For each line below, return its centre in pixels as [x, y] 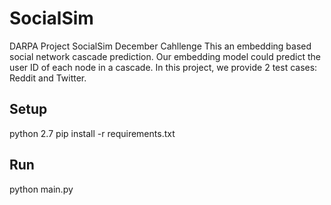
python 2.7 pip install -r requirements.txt [92, 133]
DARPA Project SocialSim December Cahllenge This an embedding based [160, 46]
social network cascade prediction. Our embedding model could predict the [165, 56]
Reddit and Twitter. [48, 78]
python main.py [41, 189]
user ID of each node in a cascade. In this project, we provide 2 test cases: [163, 67]
